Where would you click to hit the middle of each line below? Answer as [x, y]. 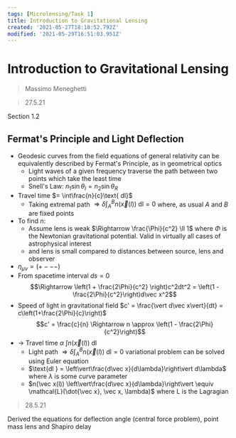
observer [42, 259]
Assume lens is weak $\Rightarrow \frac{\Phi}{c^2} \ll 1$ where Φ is [128, 229]
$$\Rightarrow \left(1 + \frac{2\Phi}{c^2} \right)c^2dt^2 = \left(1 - [125, 287]
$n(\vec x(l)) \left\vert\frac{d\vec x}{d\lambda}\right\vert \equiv [121, 384]
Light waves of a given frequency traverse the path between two [123, 171]
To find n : [32, 221]
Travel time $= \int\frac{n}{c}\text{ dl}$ [75, 195]
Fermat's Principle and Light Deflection [96, 139]
